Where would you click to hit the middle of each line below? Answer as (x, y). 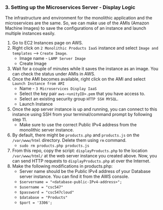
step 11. (19, 120)
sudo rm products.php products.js (54, 146)
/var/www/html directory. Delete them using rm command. (69, 140)
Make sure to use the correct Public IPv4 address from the (78, 125)
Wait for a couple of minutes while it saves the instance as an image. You (85, 69)
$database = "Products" (44, 198)
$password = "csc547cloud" (47, 192)
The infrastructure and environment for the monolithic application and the (79, 18)
